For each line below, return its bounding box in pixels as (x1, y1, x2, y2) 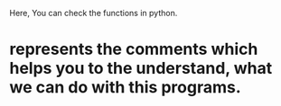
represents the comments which (9, 40, 258, 59)
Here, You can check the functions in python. (9, 8, 178, 18)
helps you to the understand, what (9, 58, 273, 79)
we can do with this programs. (9, 77, 241, 98)
